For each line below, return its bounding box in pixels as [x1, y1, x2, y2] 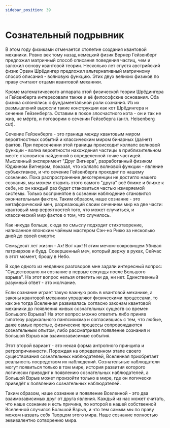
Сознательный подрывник [5, 29, 124, 41]
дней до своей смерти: [5, 233, 56, 239]
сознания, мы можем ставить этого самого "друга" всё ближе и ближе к [5, 179, 164, 186]
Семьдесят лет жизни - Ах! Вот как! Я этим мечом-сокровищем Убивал [5, 242, 161, 248]
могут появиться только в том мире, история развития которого [5, 364, 146, 370]
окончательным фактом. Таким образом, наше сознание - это [5, 195, 141, 202]
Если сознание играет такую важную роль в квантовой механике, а [5, 289, 153, 295]
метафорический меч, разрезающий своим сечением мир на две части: [5, 201, 163, 207]
